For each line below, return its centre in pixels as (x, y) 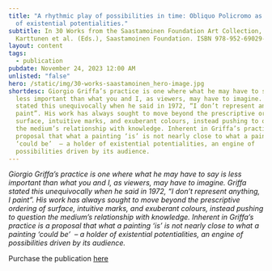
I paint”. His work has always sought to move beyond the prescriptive (124, 200)
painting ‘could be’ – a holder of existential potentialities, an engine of (126, 235)
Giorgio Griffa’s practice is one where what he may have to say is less (125, 174)
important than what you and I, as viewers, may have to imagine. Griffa (127, 183)
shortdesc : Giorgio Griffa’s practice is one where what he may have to (134, 91)
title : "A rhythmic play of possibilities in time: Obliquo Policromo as (136, 16)
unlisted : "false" (39, 76)
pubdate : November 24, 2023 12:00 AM (72, 69)
